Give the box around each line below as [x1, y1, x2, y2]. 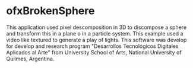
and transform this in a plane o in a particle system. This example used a [6, 30, 183, 37]
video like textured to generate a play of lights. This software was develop [6, 36, 187, 43]
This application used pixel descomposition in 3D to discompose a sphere [6, 24, 187, 31]
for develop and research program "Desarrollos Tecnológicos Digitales [6, 43, 179, 50]
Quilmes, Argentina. [6, 55, 55, 62]
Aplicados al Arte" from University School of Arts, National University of [6, 48, 182, 56]
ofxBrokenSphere [6, 4, 95, 18]
